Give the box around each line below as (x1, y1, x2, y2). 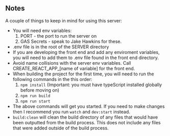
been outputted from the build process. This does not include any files (12, 119, 161, 125)
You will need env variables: (12, 28, 72, 34)
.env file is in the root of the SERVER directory (12, 43, 109, 50)
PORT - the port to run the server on (20, 33, 97, 39)
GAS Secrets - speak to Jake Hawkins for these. (20, 38, 122, 44)
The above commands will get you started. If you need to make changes (12, 103, 165, 109)
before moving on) (20, 87, 60, 93)
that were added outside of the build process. (12, 125, 109, 131)
